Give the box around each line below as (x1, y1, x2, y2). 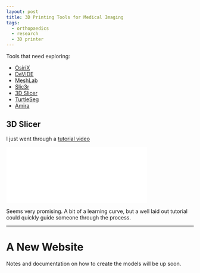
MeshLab (14, 77, 38, 84)
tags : (6, 20, 20, 26)
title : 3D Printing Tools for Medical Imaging (6, 14, 124, 20)
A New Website (6, 240, 84, 253)
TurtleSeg (14, 96, 39, 103)
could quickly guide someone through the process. (6, 214, 131, 221)
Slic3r (14, 83, 30, 90)
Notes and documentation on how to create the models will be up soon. (6, 260, 182, 267)
